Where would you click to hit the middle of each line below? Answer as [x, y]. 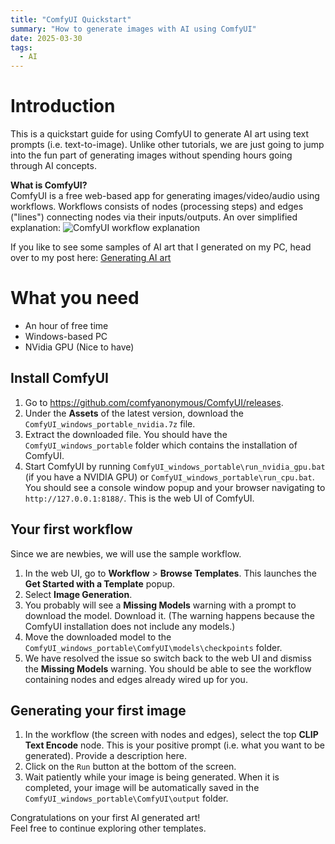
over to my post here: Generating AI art [91, 258]
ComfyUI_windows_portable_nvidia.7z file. [110, 423]
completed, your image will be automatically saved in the [142, 788]
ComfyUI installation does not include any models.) [130, 626]
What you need [75, 298]
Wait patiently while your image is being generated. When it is [152, 777]
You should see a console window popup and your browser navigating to [175, 487]
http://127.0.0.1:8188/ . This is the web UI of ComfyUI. [139, 498]
